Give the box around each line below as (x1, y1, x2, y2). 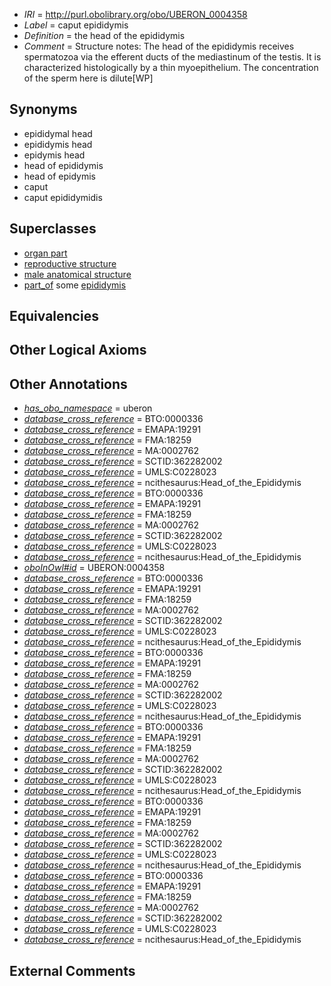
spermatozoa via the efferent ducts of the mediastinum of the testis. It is (23, 51, 322, 63)
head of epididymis (23, 159, 104, 171)
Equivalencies (9, 308, 99, 325)
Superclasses (9, 220, 97, 238)
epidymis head (23, 149, 86, 161)
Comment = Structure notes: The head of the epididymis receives (23, 40, 295, 52)
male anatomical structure (23, 268, 132, 280)
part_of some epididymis (23, 279, 127, 291)
